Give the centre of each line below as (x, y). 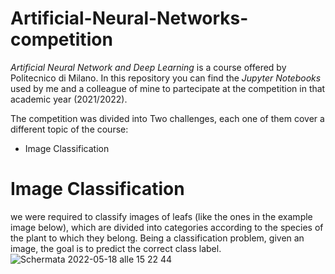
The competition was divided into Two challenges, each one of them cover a (167, 118)
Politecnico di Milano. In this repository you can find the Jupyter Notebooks (166, 78)
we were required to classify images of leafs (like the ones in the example (161, 216)
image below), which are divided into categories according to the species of (167, 227)
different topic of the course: (69, 129)
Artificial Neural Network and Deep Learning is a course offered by (148, 67)
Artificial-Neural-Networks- (129, 18)
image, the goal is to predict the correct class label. (116, 248)
